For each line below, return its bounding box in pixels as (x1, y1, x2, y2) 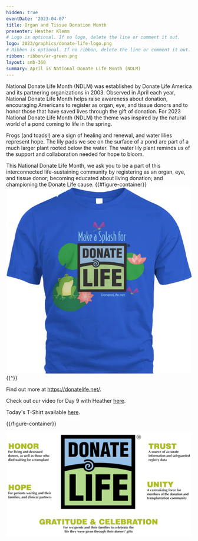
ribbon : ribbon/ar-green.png (6, 53, 78, 59)
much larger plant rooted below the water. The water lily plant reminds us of (6, 144, 190, 151)
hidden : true (6, 9, 38, 15)
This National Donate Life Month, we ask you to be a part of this (6, 162, 161, 169)
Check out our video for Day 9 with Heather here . (6, 397, 126, 404)
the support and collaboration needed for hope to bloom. (6, 151, 144, 158)
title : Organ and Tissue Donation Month (6, 22, 107, 28)
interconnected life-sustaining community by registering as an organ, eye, (6, 168, 186, 175)
